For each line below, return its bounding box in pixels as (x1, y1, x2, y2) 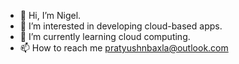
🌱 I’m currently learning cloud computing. (19, 31, 191, 42)
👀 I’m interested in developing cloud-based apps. (19, 20, 223, 32)
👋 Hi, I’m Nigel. (19, 10, 82, 21)
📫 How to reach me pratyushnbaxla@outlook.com (19, 42, 229, 54)
